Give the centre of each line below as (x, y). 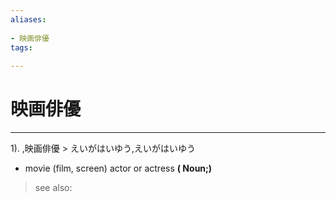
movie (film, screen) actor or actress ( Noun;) (118, 168)
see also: (53, 188)
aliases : (28, 19)
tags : (21, 47)
